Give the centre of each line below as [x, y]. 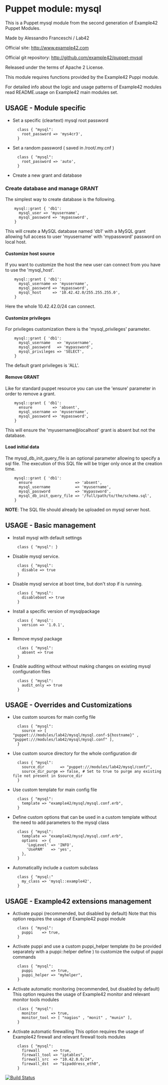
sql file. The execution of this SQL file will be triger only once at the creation [84, 463]
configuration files [31, 671]
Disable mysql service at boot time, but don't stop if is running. [77, 583]
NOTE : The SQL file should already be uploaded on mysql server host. [78, 509]
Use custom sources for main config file [54, 717]
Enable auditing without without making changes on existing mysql [81, 666]
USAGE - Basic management [51, 526]
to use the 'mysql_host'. [30, 270]
